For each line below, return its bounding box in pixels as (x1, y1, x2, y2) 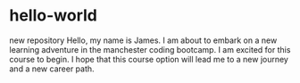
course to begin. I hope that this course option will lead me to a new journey (9, 54, 288, 64)
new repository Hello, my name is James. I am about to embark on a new (9, 35, 278, 46)
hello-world (9, 5, 98, 26)
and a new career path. (9, 63, 96, 74)
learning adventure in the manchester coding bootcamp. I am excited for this (9, 44, 291, 54)
